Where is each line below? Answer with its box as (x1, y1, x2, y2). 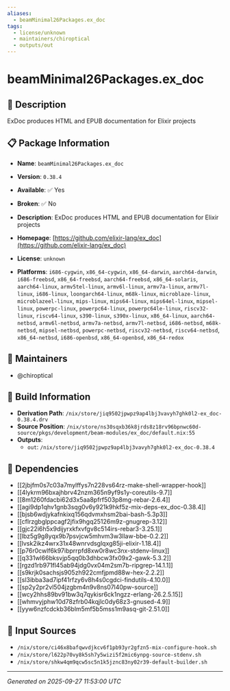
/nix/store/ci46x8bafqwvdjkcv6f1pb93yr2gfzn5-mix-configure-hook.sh (16, 644, 217, 651)
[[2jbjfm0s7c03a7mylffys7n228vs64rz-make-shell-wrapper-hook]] (16, 481, 207, 489)
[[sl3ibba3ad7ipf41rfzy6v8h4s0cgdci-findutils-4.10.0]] (16, 576, 170, 584)
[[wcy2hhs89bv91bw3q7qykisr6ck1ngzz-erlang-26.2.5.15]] (16, 590, 183, 598)
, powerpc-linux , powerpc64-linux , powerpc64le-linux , (32, 304, 183, 312)
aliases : (7, 10, 32, 17)
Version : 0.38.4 (16, 172, 62, 180)
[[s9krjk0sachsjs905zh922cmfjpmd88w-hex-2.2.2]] (16, 568, 165, 577)
